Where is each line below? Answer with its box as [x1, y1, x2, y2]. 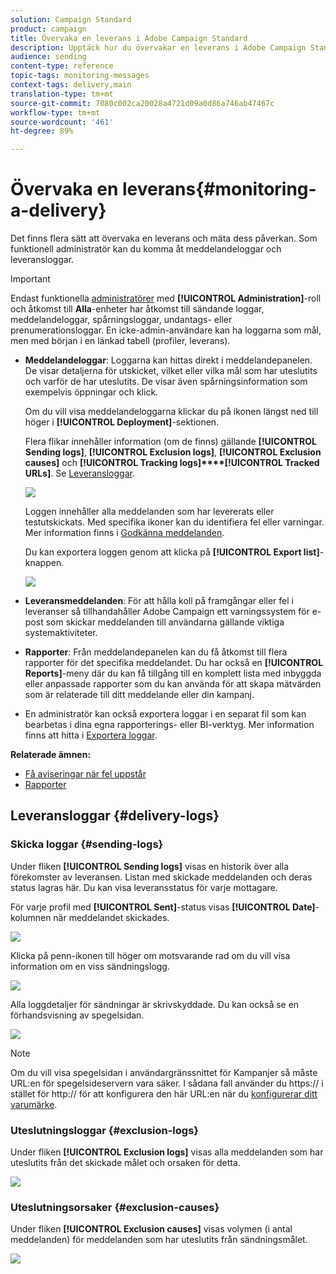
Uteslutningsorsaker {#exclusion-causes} [10, 1200, 220, 1214]
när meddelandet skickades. [53, 911, 170, 923]
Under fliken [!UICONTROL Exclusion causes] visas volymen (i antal [10, 1223, 293, 1235]
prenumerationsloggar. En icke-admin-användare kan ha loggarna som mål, [10, 324, 322, 336]
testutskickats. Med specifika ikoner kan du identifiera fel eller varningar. [24, 516, 325, 528]
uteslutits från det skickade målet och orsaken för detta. [10, 1157, 241, 1169]
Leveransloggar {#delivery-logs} [10, 807, 220, 825]
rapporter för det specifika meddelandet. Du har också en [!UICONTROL [24, 657, 324, 669]
